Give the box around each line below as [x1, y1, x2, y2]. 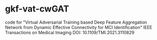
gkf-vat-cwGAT [5, 3, 70, 14]
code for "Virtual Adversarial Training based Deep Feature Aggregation [5, 19, 147, 25]
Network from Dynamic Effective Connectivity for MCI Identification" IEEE [5, 24, 152, 30]
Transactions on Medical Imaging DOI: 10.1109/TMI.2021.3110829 [5, 29, 135, 35]
